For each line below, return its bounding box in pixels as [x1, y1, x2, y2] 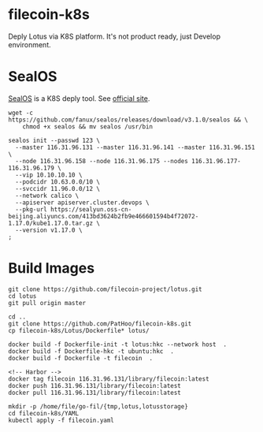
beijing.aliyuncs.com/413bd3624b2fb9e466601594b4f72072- [8, 212, 199, 220]
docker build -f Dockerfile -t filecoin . [8, 354, 154, 362]
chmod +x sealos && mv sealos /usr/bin [22, 122, 154, 131]
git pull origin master [8, 299, 87, 307]
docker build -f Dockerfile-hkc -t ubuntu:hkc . [8, 347, 175, 356]
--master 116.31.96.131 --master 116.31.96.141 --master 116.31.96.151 [15, 143, 256, 151]
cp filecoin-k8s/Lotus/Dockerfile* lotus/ [8, 326, 150, 334]
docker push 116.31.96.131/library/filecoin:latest [8, 382, 181, 389]
